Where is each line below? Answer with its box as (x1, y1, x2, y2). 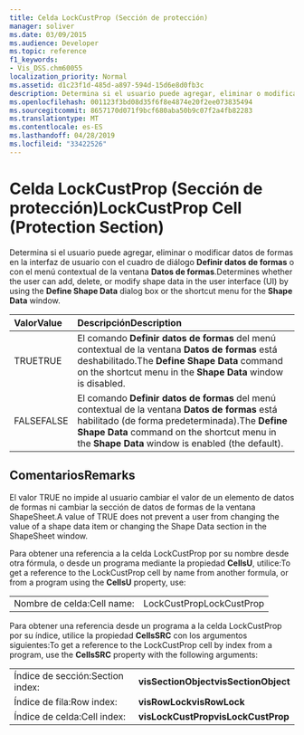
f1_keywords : (9, 55, 59, 64)
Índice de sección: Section (14, 669, 124, 682)
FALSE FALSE (14, 414, 69, 426)
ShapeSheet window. (9, 530, 89, 541)
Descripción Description (76, 316, 183, 329)
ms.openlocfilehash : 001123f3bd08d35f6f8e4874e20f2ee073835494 (9, 97, 253, 107)
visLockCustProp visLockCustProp (138, 710, 290, 722)
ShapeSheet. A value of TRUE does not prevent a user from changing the (9, 511, 280, 521)
